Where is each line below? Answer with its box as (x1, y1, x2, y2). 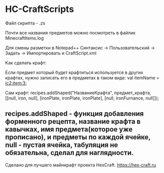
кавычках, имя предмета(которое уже (5, 125, 133, 133)
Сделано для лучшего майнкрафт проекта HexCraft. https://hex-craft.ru (5, 161, 156, 168)
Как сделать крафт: (5, 59, 47, 65)
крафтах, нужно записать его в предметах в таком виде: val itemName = (5, 74, 160, 80)
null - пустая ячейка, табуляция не (5, 141, 118, 149)
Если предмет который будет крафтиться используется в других (5, 69, 144, 75)
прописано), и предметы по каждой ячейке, (5, 133, 151, 141)
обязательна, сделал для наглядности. (5, 148, 134, 157)
